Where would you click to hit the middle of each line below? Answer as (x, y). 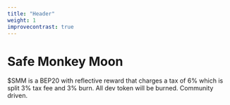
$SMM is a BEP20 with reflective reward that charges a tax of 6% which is (115, 80)
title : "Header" (31, 14)
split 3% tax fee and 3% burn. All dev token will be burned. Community (110, 88)
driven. (18, 96)
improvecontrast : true (41, 27)
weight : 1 (22, 20)
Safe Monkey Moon (65, 61)
